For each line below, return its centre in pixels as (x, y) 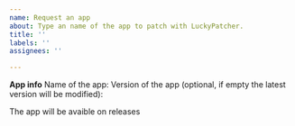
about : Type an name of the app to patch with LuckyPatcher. (127, 26)
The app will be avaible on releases (75, 112)
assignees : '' (36, 51)
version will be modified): (56, 94)
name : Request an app (50, 18)
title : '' (28, 34)
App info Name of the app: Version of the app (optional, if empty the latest (147, 85)
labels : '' (30, 43)
